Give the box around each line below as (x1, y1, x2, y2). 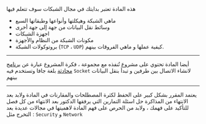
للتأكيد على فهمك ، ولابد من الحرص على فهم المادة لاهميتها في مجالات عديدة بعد (6, 104, 189, 111)
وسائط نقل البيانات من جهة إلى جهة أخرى (15, 24, 110, 31)
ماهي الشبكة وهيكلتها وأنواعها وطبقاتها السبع (15, 17, 116, 24)
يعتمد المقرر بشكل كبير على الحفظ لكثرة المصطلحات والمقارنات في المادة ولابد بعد (6, 91, 197, 98)
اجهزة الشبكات (15, 30, 50, 37)
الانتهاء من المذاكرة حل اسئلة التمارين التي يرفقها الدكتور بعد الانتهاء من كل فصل (6, 98, 188, 104)
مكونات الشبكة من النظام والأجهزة (15, 37, 94, 43)
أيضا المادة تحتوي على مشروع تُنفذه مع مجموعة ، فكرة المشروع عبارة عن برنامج (6, 60, 189, 68)
